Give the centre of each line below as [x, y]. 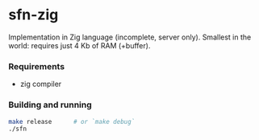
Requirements [37, 66]
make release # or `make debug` [72, 121]
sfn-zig [33, 15]
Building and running [50, 105]
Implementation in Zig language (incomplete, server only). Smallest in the [130, 37]
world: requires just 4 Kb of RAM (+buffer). [79, 45]
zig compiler [41, 84]
